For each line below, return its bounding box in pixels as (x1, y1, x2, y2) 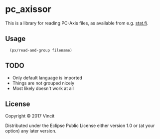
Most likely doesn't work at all (12, 85, 74, 91)
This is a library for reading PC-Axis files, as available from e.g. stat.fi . (5, 20, 149, 26)
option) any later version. (5, 128, 56, 134)
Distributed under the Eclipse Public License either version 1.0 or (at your (5, 122, 155, 128)
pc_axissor (5, 3, 51, 15)
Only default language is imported (12, 74, 82, 80)
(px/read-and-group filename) (9, 47, 72, 53)
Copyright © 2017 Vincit (5, 113, 55, 119)
